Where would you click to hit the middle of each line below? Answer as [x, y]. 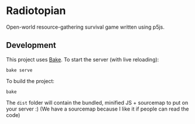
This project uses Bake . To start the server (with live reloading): [83, 59]
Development [31, 45]
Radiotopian [36, 11]
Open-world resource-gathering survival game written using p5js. [85, 27]
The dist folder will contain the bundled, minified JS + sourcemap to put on [97, 102]
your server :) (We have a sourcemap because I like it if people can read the [97, 109]
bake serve [19, 70]
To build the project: [30, 81]
